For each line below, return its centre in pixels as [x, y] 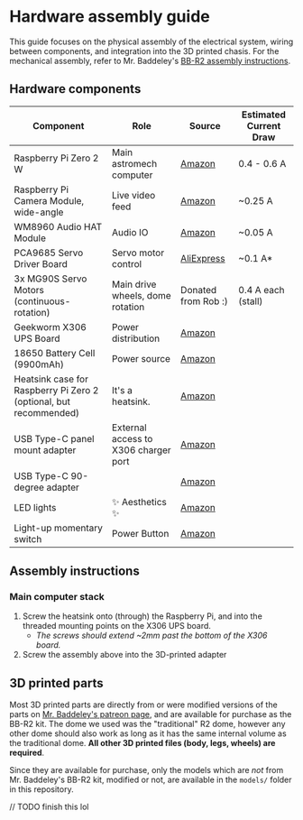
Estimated [264, 115]
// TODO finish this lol [49, 807]
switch [28, 539]
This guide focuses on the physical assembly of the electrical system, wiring [151, 41]
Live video [133, 195]
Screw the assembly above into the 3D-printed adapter [124, 655]
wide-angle [39, 212]
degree [29, 487]
